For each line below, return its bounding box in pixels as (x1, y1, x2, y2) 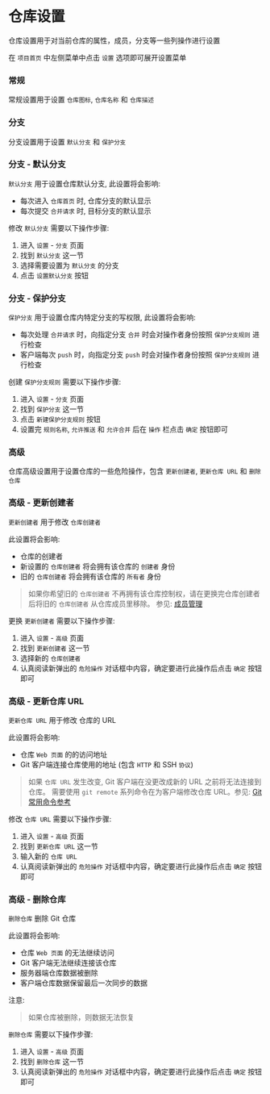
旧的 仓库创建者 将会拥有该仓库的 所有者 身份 (19, 571, 161, 581)
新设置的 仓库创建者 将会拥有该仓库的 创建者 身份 (19, 562, 176, 571)
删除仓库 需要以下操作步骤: (8, 1029, 93, 1039)
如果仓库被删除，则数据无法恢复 (27, 1013, 135, 1022)
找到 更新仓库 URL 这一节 (19, 841, 98, 851)
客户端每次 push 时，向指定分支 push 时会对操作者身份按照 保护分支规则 (19, 350, 251, 360)
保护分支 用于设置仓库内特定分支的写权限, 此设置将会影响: (8, 312, 196, 323)
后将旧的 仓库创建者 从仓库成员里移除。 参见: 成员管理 (27, 599, 203, 608)
